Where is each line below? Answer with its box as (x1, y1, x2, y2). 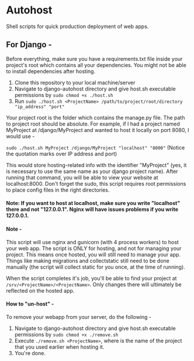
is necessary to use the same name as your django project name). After (6, 168, 178, 175)
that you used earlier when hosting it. (14, 343, 105, 350)
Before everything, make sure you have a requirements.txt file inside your (6, 55, 183, 62)
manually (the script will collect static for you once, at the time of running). (6, 263, 185, 270)
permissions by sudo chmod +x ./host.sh (14, 91, 113, 98)
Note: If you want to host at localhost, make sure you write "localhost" (6, 200, 181, 207)
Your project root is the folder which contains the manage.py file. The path (6, 114, 185, 121)
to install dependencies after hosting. (6, 68, 95, 75)
